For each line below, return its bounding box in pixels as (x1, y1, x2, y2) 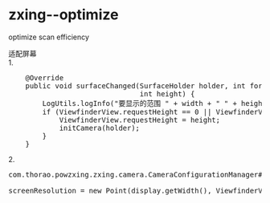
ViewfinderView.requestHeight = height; (59, 115, 221, 124)
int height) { (139, 89, 195, 98)
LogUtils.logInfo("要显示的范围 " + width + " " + (42, 99, 237, 108)
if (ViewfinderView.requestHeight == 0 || (42, 107, 212, 116)
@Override (25, 73, 64, 82)
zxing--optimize (8, 6, 119, 24)
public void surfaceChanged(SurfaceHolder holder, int (25, 81, 247, 90)
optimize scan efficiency (8, 32, 90, 42)
